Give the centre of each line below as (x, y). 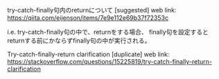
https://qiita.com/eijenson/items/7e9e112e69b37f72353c (88, 18)
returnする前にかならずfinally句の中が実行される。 (79, 41)
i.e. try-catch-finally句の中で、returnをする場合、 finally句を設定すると (108, 32)
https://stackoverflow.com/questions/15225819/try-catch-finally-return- (110, 61)
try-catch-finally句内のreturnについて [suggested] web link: (92, 10)
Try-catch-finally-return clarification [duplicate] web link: (88, 54)
